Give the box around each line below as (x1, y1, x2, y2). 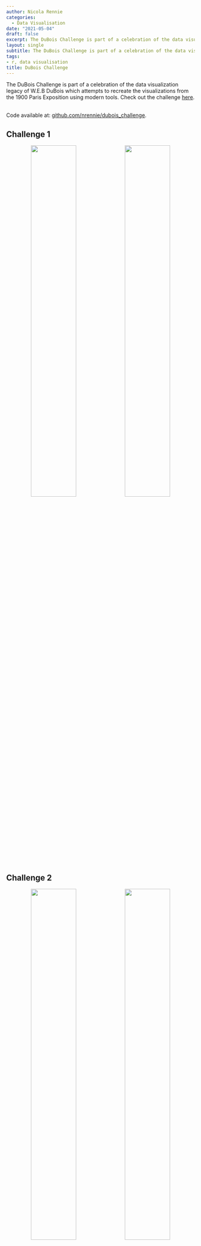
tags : (6, 53, 20, 59)
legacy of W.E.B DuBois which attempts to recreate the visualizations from (6, 88, 189, 95)
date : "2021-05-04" (6, 25, 55, 32)
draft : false (6, 31, 39, 37)
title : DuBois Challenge (6, 64, 68, 71)
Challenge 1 (6, 129, 51, 139)
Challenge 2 (6, 872, 52, 882)
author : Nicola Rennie (6, 8, 63, 15)
